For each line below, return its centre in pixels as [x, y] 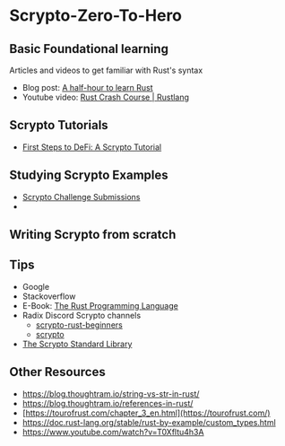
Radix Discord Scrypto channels [82, 315]
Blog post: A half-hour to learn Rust [87, 87]
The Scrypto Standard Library [77, 344]
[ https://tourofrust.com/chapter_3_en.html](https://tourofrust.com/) [146, 413]
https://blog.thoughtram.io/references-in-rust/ [108, 403]
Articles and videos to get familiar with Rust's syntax [106, 70]
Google [36, 286]
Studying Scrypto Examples [89, 175]
